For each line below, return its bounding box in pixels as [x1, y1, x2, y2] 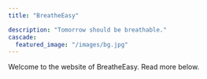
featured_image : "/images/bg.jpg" [15, 40, 128, 48]
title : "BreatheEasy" [8, 11, 79, 20]
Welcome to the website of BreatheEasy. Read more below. [8, 62, 200, 72]
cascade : [8, 33, 37, 41]
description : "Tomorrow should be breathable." [8, 25, 168, 34]
